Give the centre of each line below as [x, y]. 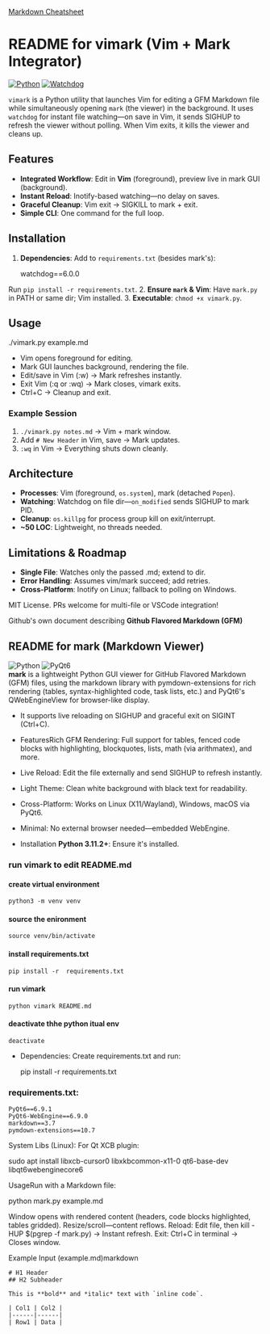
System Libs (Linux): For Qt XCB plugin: [74, 1146]
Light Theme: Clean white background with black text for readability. [133, 789]
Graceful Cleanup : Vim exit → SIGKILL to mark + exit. [109, 204]
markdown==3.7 [32, 1124]
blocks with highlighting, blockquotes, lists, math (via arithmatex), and [136, 749]
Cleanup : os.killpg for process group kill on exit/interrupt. [118, 519]
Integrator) [46, 62]
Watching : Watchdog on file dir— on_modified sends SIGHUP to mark [135, 502]
